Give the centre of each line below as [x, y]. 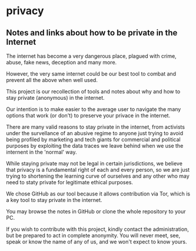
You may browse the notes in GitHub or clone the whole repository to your [96, 211]
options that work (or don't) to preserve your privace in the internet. [88, 115]
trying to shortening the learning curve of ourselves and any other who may [98, 176]
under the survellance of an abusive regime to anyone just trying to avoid [95, 133]
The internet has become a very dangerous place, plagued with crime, [91, 56]
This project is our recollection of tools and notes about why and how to [93, 92]
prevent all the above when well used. [52, 80]
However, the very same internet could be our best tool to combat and [91, 74]
